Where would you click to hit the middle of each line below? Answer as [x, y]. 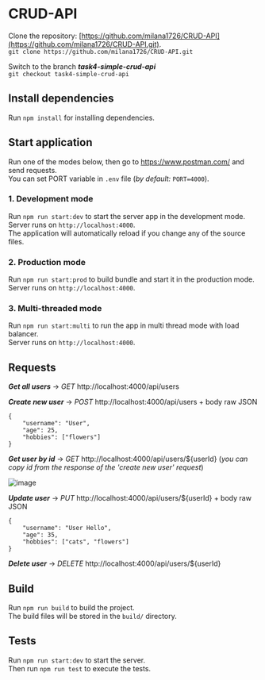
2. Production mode [47, 262]
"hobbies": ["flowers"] [62, 437]
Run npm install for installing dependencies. [81, 117]
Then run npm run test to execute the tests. [80, 668]
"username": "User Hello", [67, 528]
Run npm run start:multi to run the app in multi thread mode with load [124, 325]
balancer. [23, 334]
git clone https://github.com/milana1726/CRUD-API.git [101, 52]
